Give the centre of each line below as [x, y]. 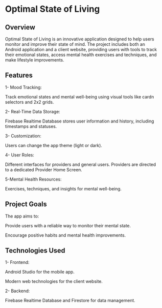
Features [19, 76]
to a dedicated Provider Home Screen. [44, 169]
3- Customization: [23, 136]
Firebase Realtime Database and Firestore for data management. [70, 301]
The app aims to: [22, 216]
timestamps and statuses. [31, 126]
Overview [20, 27]
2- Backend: [18, 291]
